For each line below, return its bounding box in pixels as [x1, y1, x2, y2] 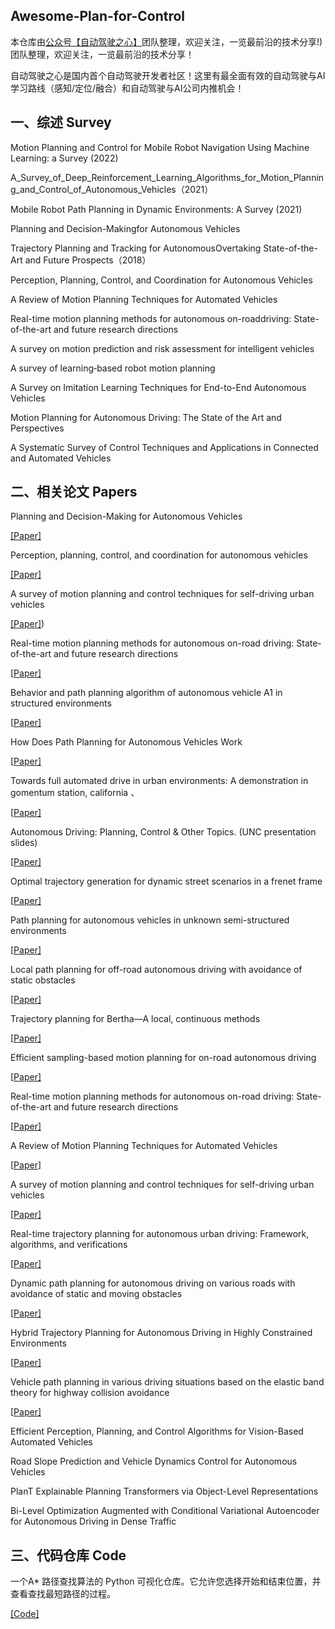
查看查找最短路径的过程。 [10, 1588, 116, 1600]
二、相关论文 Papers [10, 484, 138, 501]
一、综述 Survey [10, 114, 112, 131]
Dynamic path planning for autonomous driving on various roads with [10, 1277, 296, 1289]
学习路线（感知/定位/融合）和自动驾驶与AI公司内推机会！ [10, 82, 245, 94]
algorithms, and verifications [10, 1239, 128, 1251]
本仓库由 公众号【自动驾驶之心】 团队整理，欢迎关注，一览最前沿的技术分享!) [10, 35, 323, 48]
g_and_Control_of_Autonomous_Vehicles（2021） [10, 183, 214, 195]
